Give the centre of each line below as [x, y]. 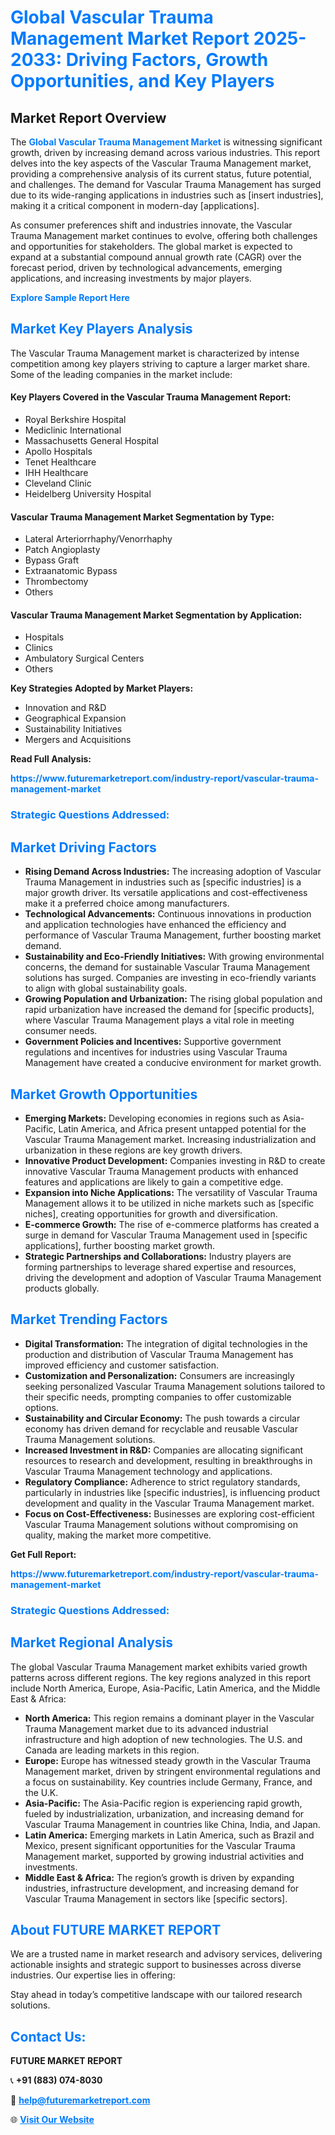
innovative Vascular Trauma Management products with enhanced [161, 1171]
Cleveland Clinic [58, 483]
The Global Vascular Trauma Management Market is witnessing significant [166, 142]
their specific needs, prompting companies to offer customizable [158, 1397]
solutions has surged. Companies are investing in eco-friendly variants [170, 978]
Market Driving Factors [83, 847]
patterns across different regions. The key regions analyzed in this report [161, 1677]
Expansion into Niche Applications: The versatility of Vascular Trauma [171, 1192]
